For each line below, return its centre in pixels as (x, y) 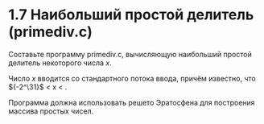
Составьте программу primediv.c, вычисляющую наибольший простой (130, 54)
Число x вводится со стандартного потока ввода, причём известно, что (132, 78)
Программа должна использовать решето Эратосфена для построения (132, 102)
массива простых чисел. (51, 111)
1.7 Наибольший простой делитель (131, 15)
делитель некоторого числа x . (60, 63)
